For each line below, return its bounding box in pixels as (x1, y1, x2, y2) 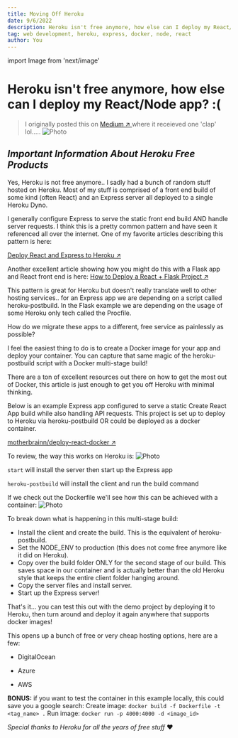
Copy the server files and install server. (17, 581, 132, 589)
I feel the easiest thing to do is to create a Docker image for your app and (7, 343, 221, 352)
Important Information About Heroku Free (7, 148, 195, 160)
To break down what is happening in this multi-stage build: (7, 514, 178, 523)
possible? (7, 330, 35, 338)
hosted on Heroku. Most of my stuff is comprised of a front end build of (7, 186, 216, 194)
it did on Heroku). (17, 550, 69, 559)
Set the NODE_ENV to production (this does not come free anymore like (17, 543, 227, 552)
